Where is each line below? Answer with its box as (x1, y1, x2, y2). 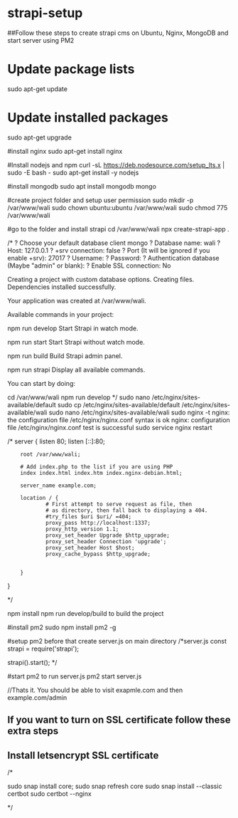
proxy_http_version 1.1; (45, 525, 119, 533)
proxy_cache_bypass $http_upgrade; (45, 550, 151, 557)
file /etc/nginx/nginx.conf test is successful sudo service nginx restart (7, 423, 212, 431)
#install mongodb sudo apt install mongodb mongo (7, 182, 156, 190)
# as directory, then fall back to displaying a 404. (45, 507, 208, 514)
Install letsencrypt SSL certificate (7, 749, 159, 761)
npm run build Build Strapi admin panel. (7, 351, 123, 360)
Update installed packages (7, 110, 169, 126)
